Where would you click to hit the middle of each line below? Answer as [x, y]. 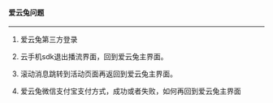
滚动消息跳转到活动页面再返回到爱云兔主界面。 [98, 74]
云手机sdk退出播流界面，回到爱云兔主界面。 [94, 57]
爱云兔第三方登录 [49, 40]
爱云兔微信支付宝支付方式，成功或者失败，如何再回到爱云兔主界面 [130, 91]
